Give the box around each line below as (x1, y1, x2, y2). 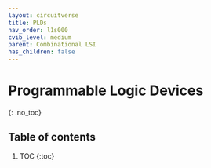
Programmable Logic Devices (8, 82, 204, 100)
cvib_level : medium (8, 33, 72, 42)
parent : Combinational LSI (8, 41, 96, 49)
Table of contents (8, 130, 96, 144)
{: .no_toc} (8, 108, 42, 117)
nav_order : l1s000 (8, 26, 68, 34)
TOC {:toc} (19, 151, 55, 161)
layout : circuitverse (8, 11, 79, 20)
